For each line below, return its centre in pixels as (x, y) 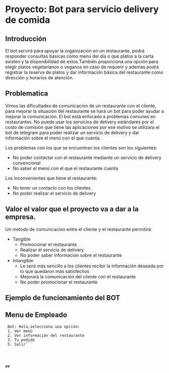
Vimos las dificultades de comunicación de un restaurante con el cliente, (81, 106)
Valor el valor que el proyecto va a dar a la (72, 209)
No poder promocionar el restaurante (59, 282)
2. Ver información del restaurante (46, 335)
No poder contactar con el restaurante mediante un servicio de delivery (87, 157)
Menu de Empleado (36, 315)
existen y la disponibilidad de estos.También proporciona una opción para (82, 61)
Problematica (27, 94)
